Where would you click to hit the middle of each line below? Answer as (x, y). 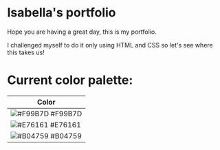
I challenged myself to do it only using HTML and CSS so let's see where (110, 45)
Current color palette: (70, 80)
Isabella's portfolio (62, 13)
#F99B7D (66, 114)
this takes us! (26, 52)
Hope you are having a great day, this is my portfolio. (82, 32)
